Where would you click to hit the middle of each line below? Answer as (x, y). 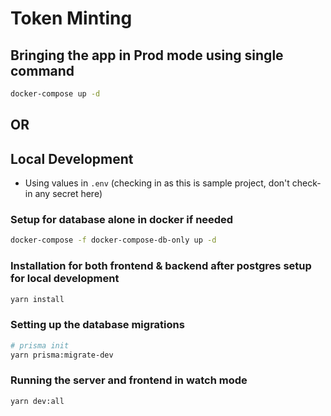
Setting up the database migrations (97, 325)
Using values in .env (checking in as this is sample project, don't (157, 183)
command (42, 70)
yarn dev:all (37, 401)
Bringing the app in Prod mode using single (147, 55)
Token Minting (71, 18)
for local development (65, 279)
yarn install (37, 299)
